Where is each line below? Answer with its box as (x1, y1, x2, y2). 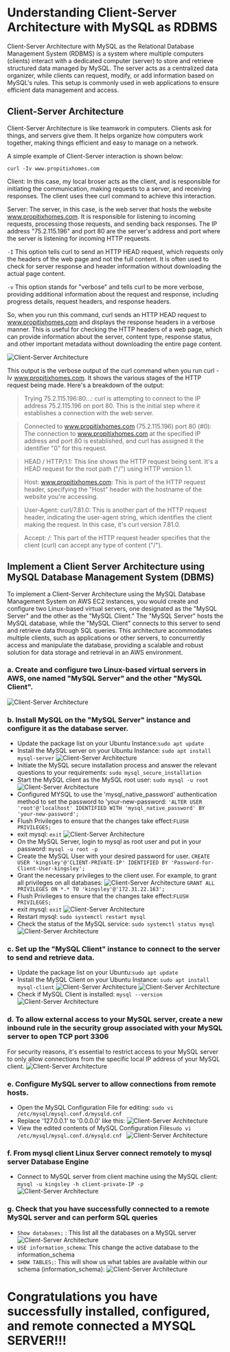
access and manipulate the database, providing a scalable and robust (7, 640, 204, 649)
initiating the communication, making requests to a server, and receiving (7, 184, 211, 193)
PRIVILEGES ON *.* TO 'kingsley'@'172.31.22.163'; (16, 886, 165, 893)
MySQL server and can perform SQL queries (7, 1213, 158, 1222)
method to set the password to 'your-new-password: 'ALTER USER (16, 797, 203, 806)
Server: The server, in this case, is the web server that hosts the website (7, 205, 211, 213)
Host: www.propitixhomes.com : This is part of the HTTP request (23, 478, 206, 486)
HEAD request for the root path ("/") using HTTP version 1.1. (23, 465, 193, 473)
